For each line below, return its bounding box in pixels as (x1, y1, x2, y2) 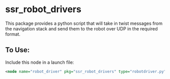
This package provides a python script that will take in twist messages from (5, 20, 163, 26)
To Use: (5, 46, 30, 54)
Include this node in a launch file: (5, 59, 74, 65)
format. (5, 31, 21, 37)
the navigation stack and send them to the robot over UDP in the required (5, 25, 158, 31)
